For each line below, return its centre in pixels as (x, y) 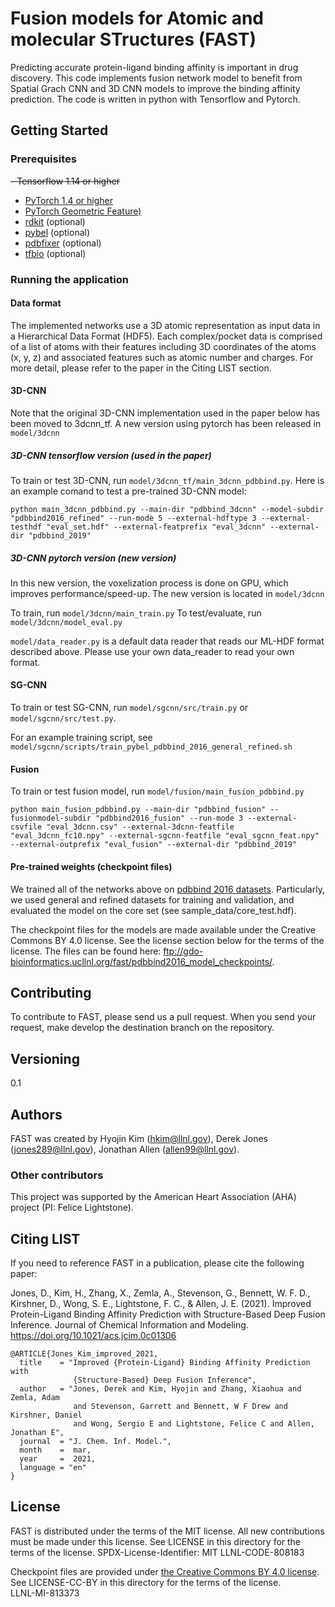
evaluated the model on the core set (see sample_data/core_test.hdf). (153, 910)
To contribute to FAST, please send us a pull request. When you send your (163, 1017)
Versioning (45, 1058)
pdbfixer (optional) (63, 243)
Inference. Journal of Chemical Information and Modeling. (129, 1325)
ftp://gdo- (183, 951)
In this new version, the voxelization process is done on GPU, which (149, 583)
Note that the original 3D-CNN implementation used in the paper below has (165, 413)
